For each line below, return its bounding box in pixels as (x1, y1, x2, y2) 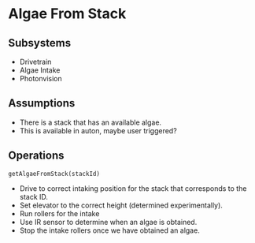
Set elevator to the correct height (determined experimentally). (19, 200, 223, 210)
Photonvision (19, 74, 63, 83)
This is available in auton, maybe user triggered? (19, 125, 177, 135)
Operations (8, 149, 65, 163)
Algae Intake (19, 65, 61, 75)
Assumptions (8, 96, 76, 110)
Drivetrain (19, 57, 52, 66)
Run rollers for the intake (19, 208, 100, 218)
